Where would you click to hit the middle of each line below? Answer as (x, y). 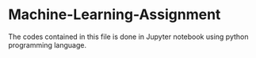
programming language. (48, 44)
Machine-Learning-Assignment (115, 15)
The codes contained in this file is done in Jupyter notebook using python (128, 37)
